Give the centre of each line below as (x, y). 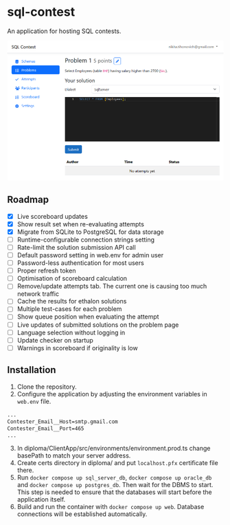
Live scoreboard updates (52, 216)
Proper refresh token (46, 271)
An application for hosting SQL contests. (64, 31)
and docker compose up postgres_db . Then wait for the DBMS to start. (115, 484)
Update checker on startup (55, 340)
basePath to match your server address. (74, 456)
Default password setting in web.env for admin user (90, 255)
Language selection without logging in (71, 332)
